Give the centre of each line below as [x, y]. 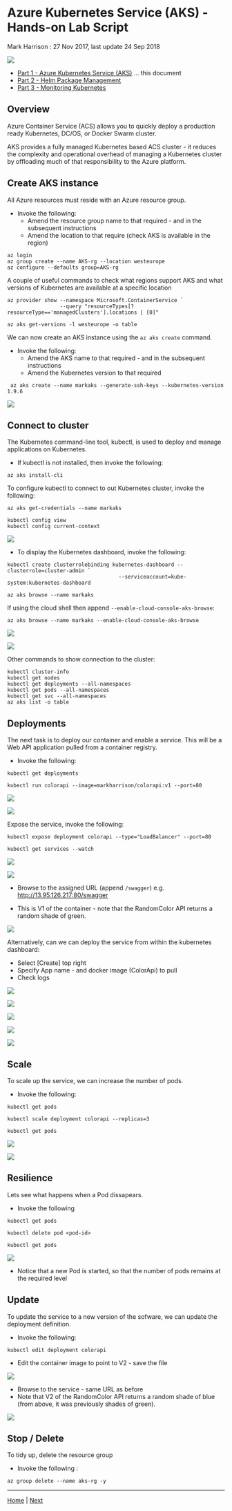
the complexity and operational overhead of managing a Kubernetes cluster [115, 154]
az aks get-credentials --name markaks [65, 508]
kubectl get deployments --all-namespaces [69, 684]
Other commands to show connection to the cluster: [81, 659]
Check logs [33, 978]
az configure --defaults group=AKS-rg [63, 268]
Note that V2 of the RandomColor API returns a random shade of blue [116, 1396]
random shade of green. [51, 916]
